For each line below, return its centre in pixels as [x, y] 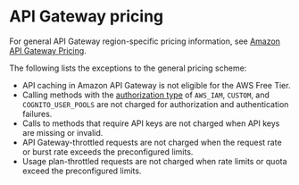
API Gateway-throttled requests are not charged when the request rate [152, 142]
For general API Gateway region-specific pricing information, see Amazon [145, 41]
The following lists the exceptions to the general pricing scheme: [128, 68]
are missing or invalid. [62, 132]
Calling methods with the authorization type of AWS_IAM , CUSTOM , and [146, 95]
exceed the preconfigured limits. [82, 171]
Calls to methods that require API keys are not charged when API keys [151, 123]
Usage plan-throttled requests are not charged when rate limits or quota [154, 161]
